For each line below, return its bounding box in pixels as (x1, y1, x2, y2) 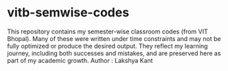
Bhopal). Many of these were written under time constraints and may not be (7, 34, 221, 42)
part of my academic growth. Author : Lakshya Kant (7, 56, 153, 64)
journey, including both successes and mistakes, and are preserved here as (7, 49, 221, 57)
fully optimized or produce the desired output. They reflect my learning (7, 42, 208, 50)
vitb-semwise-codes (7, 5, 129, 20)
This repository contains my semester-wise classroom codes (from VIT (7, 27, 208, 35)
